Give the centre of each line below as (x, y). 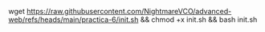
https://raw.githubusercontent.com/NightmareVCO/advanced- (129, 11)
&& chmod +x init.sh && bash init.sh (199, 20)
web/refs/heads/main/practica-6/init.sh (73, 20)
